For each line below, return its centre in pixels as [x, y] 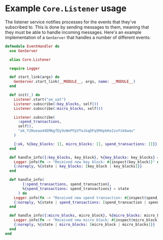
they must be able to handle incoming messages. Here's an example [73, 32]
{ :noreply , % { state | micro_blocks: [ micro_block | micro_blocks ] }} [84, 225]
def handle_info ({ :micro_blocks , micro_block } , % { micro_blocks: [76, 216]
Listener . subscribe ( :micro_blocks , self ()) [58, 108]
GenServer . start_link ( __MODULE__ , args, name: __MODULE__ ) [75, 82]
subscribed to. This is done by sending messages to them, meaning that [77, 27]
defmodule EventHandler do [32, 46]
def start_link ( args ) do [34, 77]
